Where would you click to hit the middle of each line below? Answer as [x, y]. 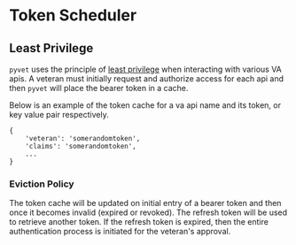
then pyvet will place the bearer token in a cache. [99, 88]
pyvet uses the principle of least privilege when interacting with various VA [145, 69]
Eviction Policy [42, 184]
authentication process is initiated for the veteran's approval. [120, 232]
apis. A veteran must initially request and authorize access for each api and [147, 79]
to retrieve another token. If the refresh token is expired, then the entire [139, 222]
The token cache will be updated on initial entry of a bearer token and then [145, 203]
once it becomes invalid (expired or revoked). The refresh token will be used [148, 212]
